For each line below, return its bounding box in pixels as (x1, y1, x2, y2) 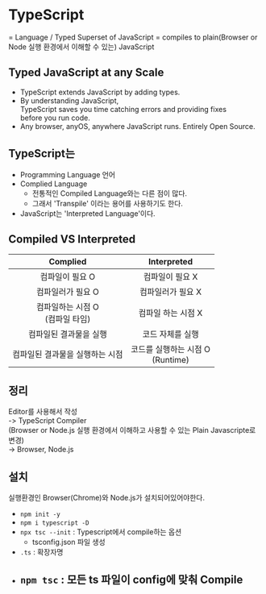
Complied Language (19, 179, 88, 189)
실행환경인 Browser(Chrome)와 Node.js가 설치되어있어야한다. (8, 493, 206, 502)
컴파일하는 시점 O (35, 301, 99, 313)
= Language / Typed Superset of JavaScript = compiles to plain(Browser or (8, 32, 258, 42)
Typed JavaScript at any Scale (8, 66, 164, 80)
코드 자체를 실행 (142, 329, 199, 340)
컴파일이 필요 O (39, 272, 96, 283)
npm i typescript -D (19, 519, 89, 527)
